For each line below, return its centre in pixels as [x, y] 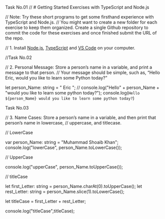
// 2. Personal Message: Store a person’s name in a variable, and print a [79, 67]
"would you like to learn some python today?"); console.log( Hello [72, 93]
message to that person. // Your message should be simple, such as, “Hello [82, 72]
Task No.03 [17, 108]
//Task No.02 [18, 57]
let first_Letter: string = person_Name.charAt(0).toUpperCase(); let [74, 186]
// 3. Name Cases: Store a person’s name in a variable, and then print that [81, 117]
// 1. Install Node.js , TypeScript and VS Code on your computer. [70, 48]
